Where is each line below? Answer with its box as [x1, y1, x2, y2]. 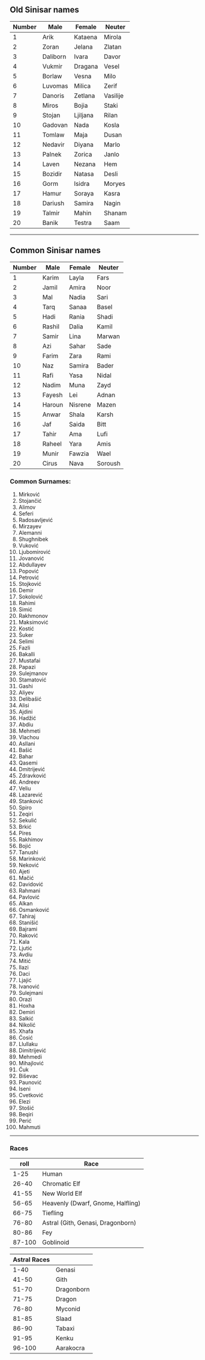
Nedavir [42, 140, 65, 149]
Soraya [74, 189, 94, 197]
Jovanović [18, 555, 44, 562]
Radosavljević [18, 516, 53, 523]
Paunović [18, 1078, 42, 1086]
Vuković [18, 541, 39, 549]
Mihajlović [18, 1059, 44, 1066]
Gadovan [42, 120, 68, 129]
